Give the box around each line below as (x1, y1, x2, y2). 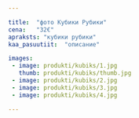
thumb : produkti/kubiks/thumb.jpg (18, 69, 132, 77)
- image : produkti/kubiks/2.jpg (11, 76, 118, 84)
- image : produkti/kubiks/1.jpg (11, 62, 118, 70)
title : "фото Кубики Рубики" (8, 18, 108, 26)
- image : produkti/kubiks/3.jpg (11, 83, 118, 91)
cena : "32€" (8, 25, 55, 34)
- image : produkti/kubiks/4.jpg (11, 91, 118, 99)
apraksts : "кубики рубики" (8, 33, 97, 41)
